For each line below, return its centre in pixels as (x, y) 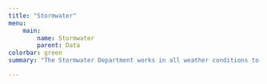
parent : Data (59, 46)
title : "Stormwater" (43, 16)
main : (32, 30)
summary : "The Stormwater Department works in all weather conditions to (134, 61)
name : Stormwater (66, 38)
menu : (17, 23)
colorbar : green (35, 53)
